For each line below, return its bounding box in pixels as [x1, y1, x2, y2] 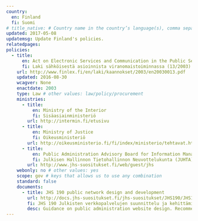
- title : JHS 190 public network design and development [21, 189, 165, 195]
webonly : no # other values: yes [16, 167, 99, 174]
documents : [16, 184, 44, 190]
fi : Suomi [11, 19, 35, 25]
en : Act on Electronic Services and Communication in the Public [21, 58, 186, 64]
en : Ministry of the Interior [32, 107, 107, 113]
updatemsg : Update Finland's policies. [6, 36, 104, 42]
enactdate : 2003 [16, 85, 57, 91]
